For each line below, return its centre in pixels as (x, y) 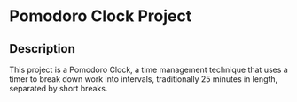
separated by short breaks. (59, 88)
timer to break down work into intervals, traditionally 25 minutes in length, (144, 79)
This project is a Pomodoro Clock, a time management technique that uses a (148, 69)
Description (42, 49)
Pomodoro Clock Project (101, 16)
